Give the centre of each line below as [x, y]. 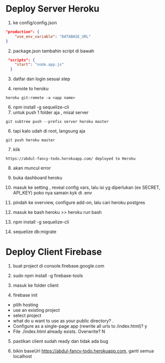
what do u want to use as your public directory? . [63, 321]
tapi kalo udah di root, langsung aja [49, 131]
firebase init [25, 295]
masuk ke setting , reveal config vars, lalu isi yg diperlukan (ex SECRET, [86, 188]
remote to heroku [31, 89]
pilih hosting [25, 305]
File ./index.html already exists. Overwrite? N [59, 331]
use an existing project [36, 310]
